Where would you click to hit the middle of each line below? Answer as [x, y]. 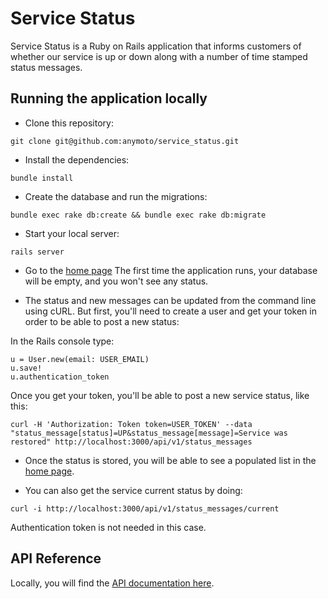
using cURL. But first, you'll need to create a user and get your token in [170, 311]
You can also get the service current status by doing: [133, 490]
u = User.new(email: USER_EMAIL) [80, 359]
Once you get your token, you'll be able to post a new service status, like [160, 395]
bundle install [42, 178]
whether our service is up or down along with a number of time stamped [159, 56]
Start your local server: [72, 233]
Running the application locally [109, 98]
